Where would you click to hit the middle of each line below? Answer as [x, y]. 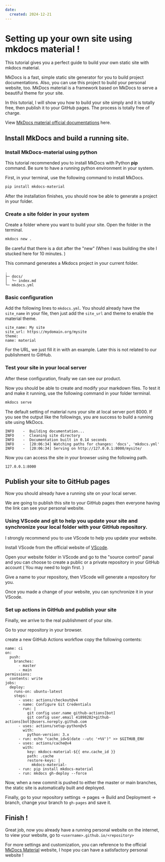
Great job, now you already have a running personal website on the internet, [82, 830]
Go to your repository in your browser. [44, 630]
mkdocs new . [18, 239]
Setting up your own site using [69, 39]
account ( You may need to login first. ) [45, 567]
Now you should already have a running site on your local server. [71, 493]
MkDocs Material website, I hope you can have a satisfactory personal [76, 850]
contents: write [26, 679]
